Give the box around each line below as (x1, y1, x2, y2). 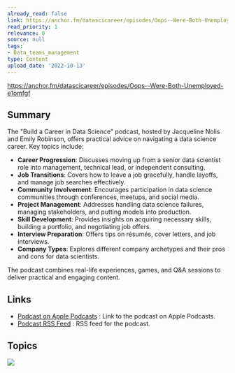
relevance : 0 (7, 29, 45, 37)
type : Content (7, 56, 49, 63)
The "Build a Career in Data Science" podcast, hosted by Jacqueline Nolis (7, 127, 220, 136)
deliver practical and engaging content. (7, 273, 120, 281)
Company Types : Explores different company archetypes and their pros (17, 245, 226, 254)
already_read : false (7, 10, 68, 17)
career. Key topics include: (7, 142, 84, 151)
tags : (7, 43, 23, 50)
